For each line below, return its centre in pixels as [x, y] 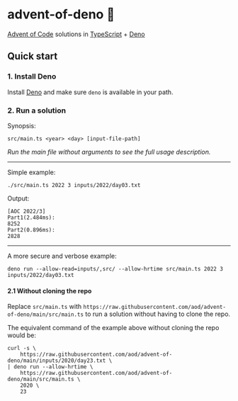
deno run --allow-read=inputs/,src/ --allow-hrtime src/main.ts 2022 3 [115, 269]
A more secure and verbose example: [62, 256]
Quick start [33, 56]
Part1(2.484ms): [31, 218]
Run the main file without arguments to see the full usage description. [109, 152]
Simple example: [32, 172]
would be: [22, 335]
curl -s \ [22, 349]
